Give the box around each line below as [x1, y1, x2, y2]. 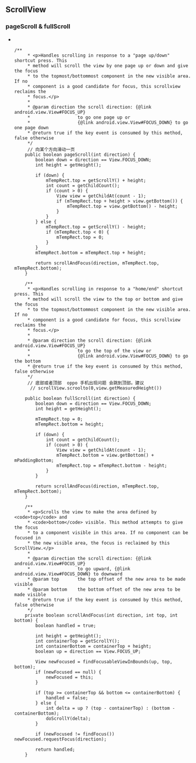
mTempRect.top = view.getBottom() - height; [67, 203, 178, 209]
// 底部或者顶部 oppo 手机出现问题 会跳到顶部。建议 [27, 380, 145, 386]
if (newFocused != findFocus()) [35, 731, 115, 737]
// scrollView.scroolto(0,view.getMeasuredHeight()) [29, 385, 162, 391]
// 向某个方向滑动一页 [27, 146, 75, 152]
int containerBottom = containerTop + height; [35, 643, 152, 649]
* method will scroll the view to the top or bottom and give [27, 296, 183, 302]
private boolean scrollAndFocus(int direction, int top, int [25, 612, 178, 618]
